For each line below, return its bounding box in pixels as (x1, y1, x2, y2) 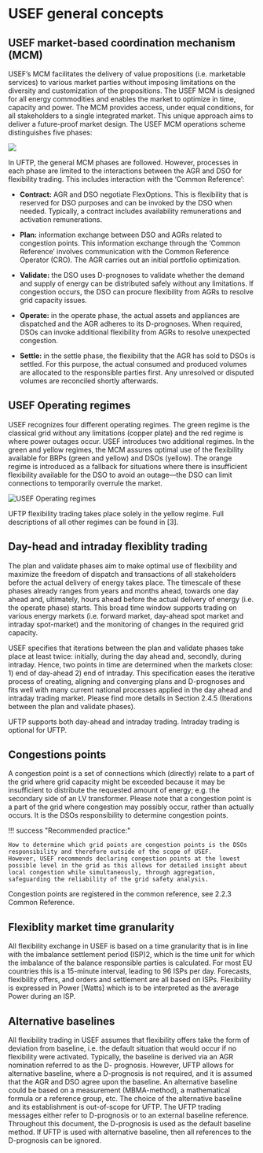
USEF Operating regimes (8, 399, 131, 412)
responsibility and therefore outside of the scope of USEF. (8, 848, 213, 856)
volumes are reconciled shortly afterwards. (19, 376, 159, 386)
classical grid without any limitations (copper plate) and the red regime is (8, 428, 243, 438)
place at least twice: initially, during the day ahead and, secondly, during (8, 651, 242, 661)
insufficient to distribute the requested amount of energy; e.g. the (8, 785, 220, 795)
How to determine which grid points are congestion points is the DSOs (8, 841, 247, 849)
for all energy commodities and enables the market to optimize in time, (8, 94, 236, 103)
